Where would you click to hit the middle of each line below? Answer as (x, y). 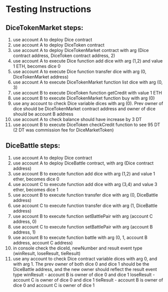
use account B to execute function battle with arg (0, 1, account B (80, 237)
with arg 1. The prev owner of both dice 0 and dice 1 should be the (81, 264)
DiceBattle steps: (33, 146)
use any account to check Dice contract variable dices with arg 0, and (85, 258)
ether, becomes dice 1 (35, 189)
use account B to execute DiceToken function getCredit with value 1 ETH (87, 93)
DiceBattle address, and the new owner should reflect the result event (85, 269)
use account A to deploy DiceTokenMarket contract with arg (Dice (81, 50)
